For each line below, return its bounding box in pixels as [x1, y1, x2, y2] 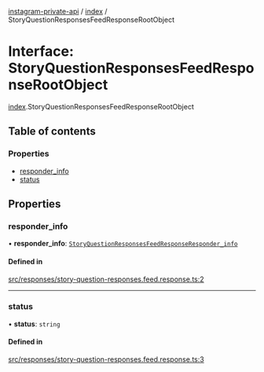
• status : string [8, 319, 60, 329]
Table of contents [8, 125, 96, 138]
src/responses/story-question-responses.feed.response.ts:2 [8, 274, 204, 284]
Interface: [8, 42, 75, 61]
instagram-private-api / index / [8, 7, 108, 16]
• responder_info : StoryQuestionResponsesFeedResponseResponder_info [8, 239, 238, 249]
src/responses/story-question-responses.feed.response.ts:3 [8, 355, 204, 364]
